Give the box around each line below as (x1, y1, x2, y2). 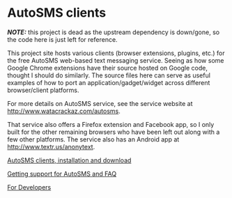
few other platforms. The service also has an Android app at (7, 135, 180, 144)
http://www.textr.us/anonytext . (7, 142, 95, 151)
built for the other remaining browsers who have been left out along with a (7, 128, 220, 136)
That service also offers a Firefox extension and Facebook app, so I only (7, 120, 215, 128)
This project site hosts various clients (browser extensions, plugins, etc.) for (7, 49, 225, 57)
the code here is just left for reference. (7, 35, 118, 43)
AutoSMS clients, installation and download (7, 155, 132, 165)
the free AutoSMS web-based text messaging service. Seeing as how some (7, 56, 224, 64)
